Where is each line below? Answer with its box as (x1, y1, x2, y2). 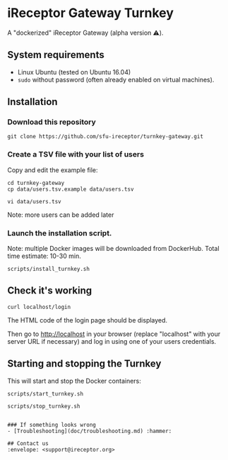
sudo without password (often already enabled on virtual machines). (17, 75, 215, 84)
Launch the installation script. (7, 228, 112, 238)
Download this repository (7, 117, 97, 127)
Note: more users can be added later (7, 211, 114, 219)
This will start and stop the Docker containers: (7, 376, 141, 385)
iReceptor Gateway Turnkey (7, 5, 174, 21)
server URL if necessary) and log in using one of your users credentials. (7, 337, 217, 345)
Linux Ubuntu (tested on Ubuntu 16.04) (17, 67, 131, 76)
